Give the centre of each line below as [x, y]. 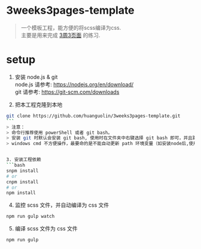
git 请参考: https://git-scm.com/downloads [67, 92]
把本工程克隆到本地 [39, 104]
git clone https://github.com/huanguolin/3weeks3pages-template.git [93, 116]
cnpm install [22, 182]
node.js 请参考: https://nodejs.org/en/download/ [74, 84]
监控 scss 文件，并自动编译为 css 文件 [62, 205]
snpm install [22, 171]
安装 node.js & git [36, 77]
